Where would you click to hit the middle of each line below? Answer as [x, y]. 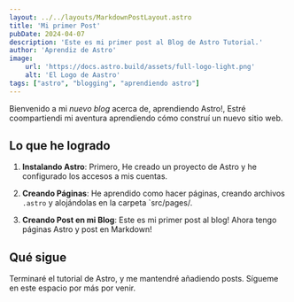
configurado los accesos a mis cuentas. [95, 176]
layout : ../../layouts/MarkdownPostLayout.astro [101, 17]
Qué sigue [38, 257]
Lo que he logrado [60, 146]
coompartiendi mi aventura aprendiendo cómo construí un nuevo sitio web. [146, 118]
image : [21, 58]
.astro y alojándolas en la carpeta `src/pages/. [107, 203]
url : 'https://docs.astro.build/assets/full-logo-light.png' [140, 67]
